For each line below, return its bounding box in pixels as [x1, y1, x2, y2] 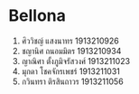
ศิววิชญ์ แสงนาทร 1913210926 [21, 35, 119, 46]
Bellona [8, 5, 67, 26]
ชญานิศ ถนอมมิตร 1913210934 [21, 45, 122, 56]
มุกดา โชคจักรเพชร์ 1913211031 [21, 65, 121, 77]
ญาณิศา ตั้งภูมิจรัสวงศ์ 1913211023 [21, 55, 131, 66]
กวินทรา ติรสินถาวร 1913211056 [21, 76, 124, 87]
